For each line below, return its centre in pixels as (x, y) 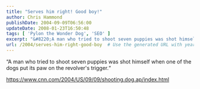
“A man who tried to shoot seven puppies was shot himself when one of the (99, 61)
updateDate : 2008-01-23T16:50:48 (48, 28)
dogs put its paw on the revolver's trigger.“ (59, 68)
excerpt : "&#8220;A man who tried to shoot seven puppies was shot (92, 39)
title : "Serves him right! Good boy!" (54, 12)
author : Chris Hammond (34, 17)
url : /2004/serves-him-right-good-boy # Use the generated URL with (94, 45)
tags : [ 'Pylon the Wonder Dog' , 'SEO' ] (58, 34)
